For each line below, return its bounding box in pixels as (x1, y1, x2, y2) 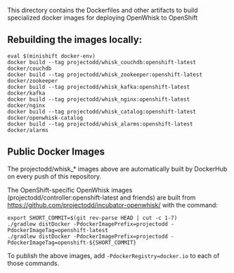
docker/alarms (7, 126, 49, 133)
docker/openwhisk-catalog (7, 114, 83, 121)
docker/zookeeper (7, 77, 58, 84)
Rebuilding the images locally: (7, 34, 143, 46)
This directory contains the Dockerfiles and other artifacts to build (7, 6, 198, 14)
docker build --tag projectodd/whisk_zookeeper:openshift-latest (7, 71, 202, 78)
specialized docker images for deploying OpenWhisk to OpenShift (7, 13, 198, 22)
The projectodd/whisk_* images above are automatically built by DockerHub (7, 164, 228, 173)
